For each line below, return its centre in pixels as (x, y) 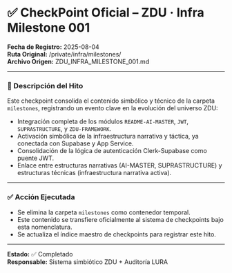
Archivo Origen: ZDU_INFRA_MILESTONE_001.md (78, 61)
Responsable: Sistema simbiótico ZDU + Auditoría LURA (87, 262)
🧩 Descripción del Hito (45, 85)
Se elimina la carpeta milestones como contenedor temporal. (104, 212)
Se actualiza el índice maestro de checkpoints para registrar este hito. (116, 234)
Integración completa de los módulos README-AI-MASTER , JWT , (103, 121)
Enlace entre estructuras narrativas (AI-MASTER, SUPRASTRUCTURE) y (119, 165)
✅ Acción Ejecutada (41, 197)
